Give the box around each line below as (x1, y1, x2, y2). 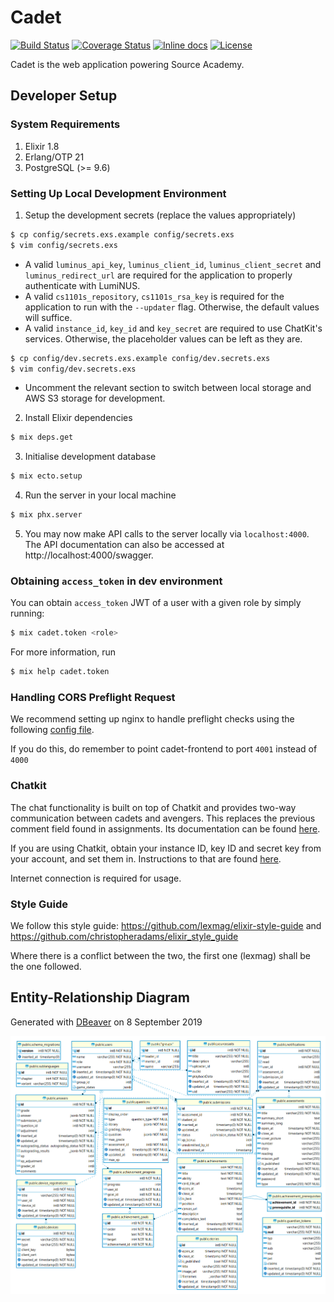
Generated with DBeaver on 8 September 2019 (10, 1016, 203, 1028)
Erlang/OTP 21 (24, 151, 85, 163)
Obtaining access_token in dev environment (10, 574, 223, 588)
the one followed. (10, 960, 82, 972)
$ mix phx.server (10, 510, 83, 520)
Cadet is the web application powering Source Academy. (10, 58, 245, 70)
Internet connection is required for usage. (10, 872, 182, 884)
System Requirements (10, 117, 121, 131)
